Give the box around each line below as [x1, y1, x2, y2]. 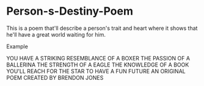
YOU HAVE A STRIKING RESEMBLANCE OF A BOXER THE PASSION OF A [6, 54, 191, 62]
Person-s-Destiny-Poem [6, 4, 133, 18]
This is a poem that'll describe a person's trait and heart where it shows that [6, 24, 198, 32]
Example [6, 43, 29, 50]
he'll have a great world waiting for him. [6, 30, 106, 38]
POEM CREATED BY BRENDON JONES [6, 74, 104, 81]
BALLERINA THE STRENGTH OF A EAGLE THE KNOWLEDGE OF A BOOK [6, 61, 189, 68]
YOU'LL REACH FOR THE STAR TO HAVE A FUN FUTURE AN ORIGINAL [6, 67, 186, 74]
